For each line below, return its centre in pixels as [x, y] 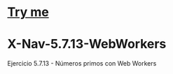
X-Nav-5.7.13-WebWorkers [87, 44]
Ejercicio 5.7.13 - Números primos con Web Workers [82, 64]
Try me [28, 12]
